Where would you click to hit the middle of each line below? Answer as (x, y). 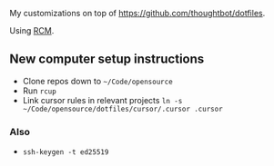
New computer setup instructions (107, 59)
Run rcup (39, 91)
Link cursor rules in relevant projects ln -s (102, 100)
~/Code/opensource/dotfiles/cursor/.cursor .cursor (122, 109)
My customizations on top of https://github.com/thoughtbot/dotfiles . (137, 13)
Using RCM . (32, 30)
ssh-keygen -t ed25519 (66, 152)
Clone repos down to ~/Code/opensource (97, 81)
